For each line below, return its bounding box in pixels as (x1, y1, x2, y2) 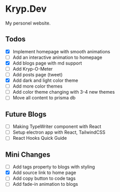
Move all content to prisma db (12, 95, 76, 101)
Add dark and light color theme (12, 77, 78, 83)
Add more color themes (12, 83, 63, 90)
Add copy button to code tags (12, 175, 76, 182)
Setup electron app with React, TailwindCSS (12, 129, 106, 136)
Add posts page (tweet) (12, 72, 63, 77)
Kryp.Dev (5, 3, 47, 15)
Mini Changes (5, 150, 51, 159)
